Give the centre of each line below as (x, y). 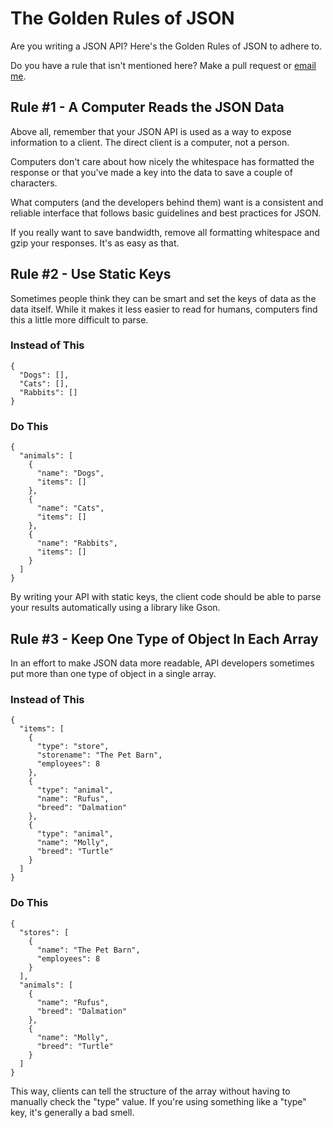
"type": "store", (73, 747)
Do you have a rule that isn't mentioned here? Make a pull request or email (163, 65)
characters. (34, 183)
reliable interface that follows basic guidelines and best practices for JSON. (166, 213)
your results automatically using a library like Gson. (115, 608)
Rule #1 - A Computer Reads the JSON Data (147, 107)
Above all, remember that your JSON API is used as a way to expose (151, 131)
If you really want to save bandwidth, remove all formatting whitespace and (165, 232)
